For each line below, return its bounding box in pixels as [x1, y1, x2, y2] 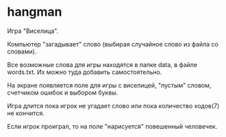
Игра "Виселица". [7, 27, 59, 35]
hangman [7, 4, 63, 20]
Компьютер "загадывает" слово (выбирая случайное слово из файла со [7, 40, 219, 48]
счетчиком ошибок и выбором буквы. [7, 88, 118, 97]
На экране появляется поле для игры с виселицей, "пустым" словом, [7, 81, 212, 89]
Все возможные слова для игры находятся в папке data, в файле [7, 60, 197, 68]
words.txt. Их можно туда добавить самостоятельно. [7, 68, 162, 76]
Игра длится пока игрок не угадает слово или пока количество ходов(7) [7, 101, 220, 110]
